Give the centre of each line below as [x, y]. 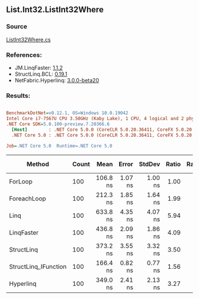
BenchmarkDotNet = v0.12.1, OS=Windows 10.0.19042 [67, 113]
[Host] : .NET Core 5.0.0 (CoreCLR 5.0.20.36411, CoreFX [92, 130]
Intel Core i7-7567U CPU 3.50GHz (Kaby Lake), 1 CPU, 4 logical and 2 [95, 119]
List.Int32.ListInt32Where [55, 10]
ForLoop [21, 181]
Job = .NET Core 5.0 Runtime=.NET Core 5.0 [59, 146]
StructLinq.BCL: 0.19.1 [41, 74]
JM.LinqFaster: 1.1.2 [39, 67]
